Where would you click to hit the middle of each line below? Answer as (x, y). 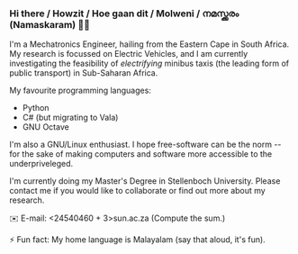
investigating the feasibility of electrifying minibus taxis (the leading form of (149, 63)
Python (36, 108)
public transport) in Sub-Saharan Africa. (84, 73)
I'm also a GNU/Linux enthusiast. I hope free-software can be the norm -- (145, 145)
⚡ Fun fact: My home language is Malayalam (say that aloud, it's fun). (137, 240)
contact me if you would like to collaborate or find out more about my (137, 191)
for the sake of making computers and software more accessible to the (141, 154)
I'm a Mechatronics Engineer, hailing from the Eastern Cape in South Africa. (149, 44)
